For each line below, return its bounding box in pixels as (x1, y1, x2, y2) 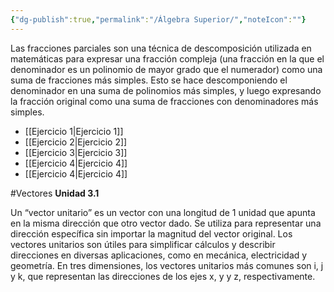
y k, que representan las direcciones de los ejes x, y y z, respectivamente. (10, 270, 316, 282)
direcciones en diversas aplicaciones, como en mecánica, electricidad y (10, 249, 308, 261)
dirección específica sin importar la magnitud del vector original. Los (10, 227, 293, 240)
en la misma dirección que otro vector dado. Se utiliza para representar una (10, 217, 322, 229)
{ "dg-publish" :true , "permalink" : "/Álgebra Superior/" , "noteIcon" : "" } (10, 14, 307, 25)
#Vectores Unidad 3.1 (10, 187, 100, 199)
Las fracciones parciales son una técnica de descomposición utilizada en (10, 42, 312, 54)
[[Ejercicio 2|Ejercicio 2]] (24, 136, 128, 148)
